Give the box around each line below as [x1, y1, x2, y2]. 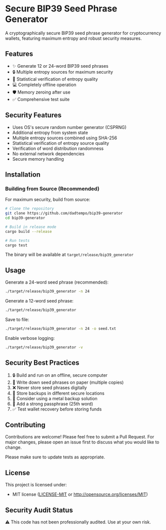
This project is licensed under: [5, 482, 67, 488]
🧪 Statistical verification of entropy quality [12, 76, 98, 82]
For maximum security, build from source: [5, 197, 91, 203]
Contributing [5, 421, 46, 429]
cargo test [5, 242, 28, 248]
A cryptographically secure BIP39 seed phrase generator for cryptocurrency [5, 30, 162, 36]
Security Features [5, 111, 62, 119]
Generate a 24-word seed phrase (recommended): [5, 279, 109, 285]
